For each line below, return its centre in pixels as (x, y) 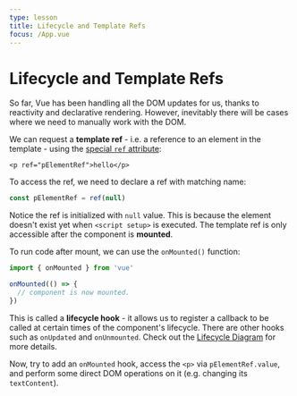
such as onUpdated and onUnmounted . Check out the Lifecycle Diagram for (143, 337)
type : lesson (34, 17)
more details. (34, 346)
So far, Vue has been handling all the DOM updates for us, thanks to (134, 103)
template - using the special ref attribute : (85, 149)
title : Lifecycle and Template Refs (77, 26)
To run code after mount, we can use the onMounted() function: (125, 252)
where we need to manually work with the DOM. (98, 122)
